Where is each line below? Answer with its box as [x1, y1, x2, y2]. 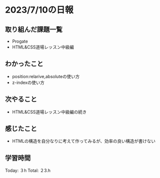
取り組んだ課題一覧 [5, 25, 63, 33]
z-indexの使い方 [12, 80, 45, 85]
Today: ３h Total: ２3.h [5, 168, 51, 174]
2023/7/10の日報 [5, 4, 74, 16]
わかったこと [5, 60, 44, 68]
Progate [12, 38, 28, 44]
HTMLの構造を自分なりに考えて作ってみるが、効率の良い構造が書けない [12, 138, 156, 144]
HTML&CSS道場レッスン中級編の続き [12, 109, 87, 114]
